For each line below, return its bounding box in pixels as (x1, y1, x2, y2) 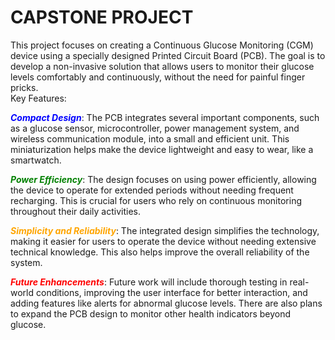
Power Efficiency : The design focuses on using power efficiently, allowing (10, 173, 317, 185)
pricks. (10, 81, 39, 93)
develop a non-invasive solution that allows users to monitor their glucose (10, 60, 315, 72)
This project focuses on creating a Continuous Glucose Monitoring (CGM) (10, 39, 314, 51)
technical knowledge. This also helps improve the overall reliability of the (10, 246, 310, 258)
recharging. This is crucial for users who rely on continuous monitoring (10, 194, 302, 206)
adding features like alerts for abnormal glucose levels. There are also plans (10, 297, 323, 309)
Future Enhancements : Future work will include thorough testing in (10, 276, 288, 288)
